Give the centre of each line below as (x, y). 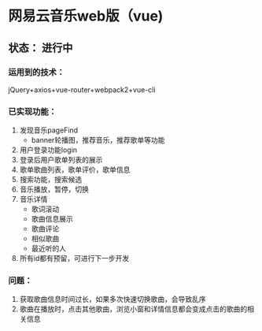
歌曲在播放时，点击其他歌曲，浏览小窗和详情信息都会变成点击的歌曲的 (133, 309)
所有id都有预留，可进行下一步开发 (74, 258)
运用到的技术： (37, 72)
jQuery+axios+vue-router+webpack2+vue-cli (82, 89)
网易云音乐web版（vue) (86, 16)
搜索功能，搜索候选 (51, 180)
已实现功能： (33, 111)
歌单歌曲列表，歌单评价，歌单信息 (75, 169)
